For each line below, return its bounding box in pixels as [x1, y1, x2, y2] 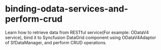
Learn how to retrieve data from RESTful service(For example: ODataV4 [5, 29, 149, 35]
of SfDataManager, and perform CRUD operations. [5, 39, 107, 45]
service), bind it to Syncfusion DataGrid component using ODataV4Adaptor [5, 35, 157, 40]
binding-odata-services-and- [5, 3, 128, 14]
